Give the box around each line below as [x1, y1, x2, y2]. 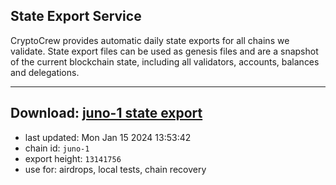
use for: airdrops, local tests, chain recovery [24, 163, 207, 175]
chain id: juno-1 [24, 142, 90, 154]
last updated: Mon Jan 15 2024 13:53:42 [24, 131, 192, 143]
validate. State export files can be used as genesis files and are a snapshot [10, 45, 319, 57]
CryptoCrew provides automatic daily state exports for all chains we [10, 34, 290, 46]
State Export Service [10, 8, 142, 25]
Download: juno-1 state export [10, 105, 203, 122]
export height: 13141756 [24, 152, 122, 164]
